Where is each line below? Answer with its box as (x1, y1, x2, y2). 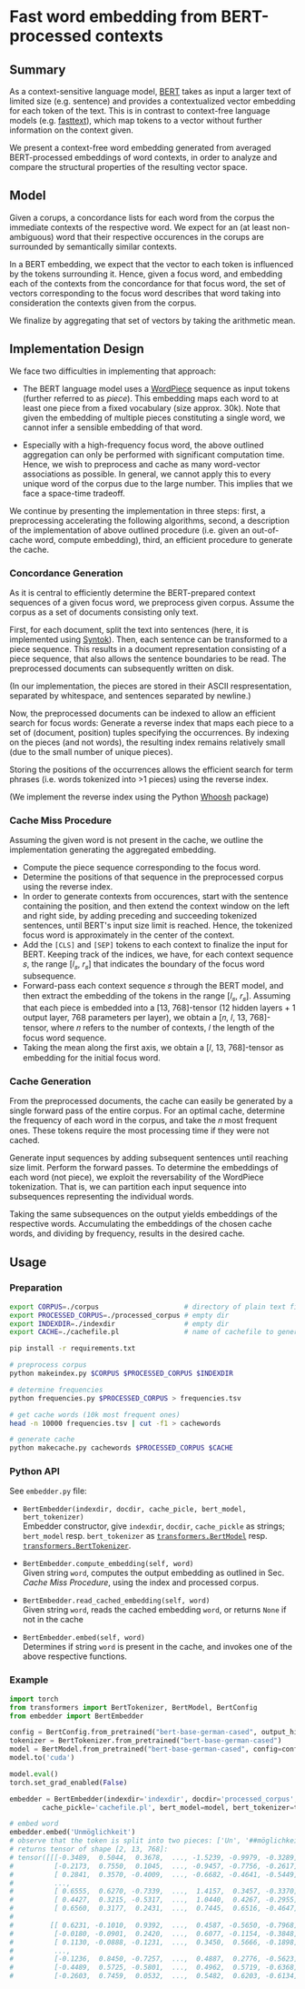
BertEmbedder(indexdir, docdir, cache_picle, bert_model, (22, 1505, 247, 1514)
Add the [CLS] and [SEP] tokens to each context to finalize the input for (22, 939, 289, 950)
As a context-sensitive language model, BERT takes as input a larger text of (9, 86, 291, 96)
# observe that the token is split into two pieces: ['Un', (9, 1836, 242, 1845)
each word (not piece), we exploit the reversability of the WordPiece (9, 1171, 264, 1183)
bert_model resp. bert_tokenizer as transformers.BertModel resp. (22, 1531, 268, 1542)
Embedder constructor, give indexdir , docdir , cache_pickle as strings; (22, 1521, 286, 1532)
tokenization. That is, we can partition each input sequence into (9, 1181, 247, 1192)
